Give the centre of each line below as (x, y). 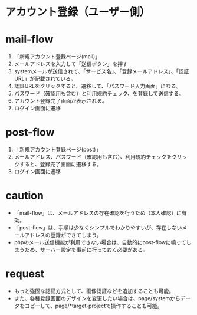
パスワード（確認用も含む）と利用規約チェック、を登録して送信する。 (99, 93)
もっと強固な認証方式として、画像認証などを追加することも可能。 (94, 291)
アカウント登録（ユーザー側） (78, 12)
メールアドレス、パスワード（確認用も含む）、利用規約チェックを (93, 157)
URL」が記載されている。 (45, 79)
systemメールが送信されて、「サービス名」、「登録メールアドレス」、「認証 (101, 71)
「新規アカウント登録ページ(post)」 (58, 150)
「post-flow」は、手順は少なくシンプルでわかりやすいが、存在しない (98, 227)
